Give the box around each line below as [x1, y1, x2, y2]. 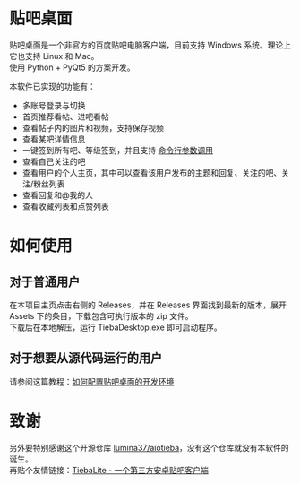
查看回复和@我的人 [21, 189, 94, 200]
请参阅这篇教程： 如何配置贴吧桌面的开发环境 [9, 376, 175, 386]
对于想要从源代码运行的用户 [9, 350, 163, 366]
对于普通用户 [9, 274, 81, 290]
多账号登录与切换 [21, 99, 86, 110]
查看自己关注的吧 [21, 156, 86, 167]
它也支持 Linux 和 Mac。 [9, 50, 99, 61]
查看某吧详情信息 [21, 134, 86, 144]
